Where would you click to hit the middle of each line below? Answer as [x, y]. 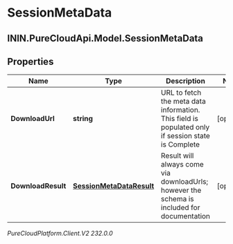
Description [185, 81]
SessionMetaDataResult [113, 186]
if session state [185, 136]
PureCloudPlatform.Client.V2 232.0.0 [60, 234]
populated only [185, 127]
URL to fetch [181, 93]
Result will [177, 156]
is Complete [180, 144]
